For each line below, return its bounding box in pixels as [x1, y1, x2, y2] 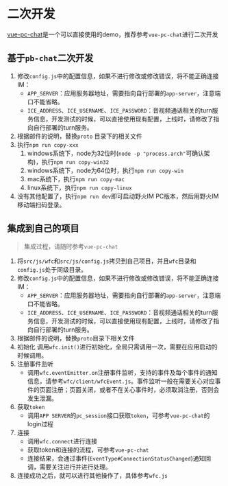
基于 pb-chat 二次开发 [7, 52, 94, 64]
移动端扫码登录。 [16, 200, 66, 209]
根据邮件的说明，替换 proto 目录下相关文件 [16, 334, 135, 342]
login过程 [27, 419, 53, 428]
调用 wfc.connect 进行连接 [27, 437, 98, 445]
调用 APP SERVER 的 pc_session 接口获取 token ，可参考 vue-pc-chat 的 [27, 411, 210, 419]
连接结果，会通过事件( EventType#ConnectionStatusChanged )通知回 [27, 454, 212, 462]
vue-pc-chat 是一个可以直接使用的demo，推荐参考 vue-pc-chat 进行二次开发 [7, 30, 218, 38]
